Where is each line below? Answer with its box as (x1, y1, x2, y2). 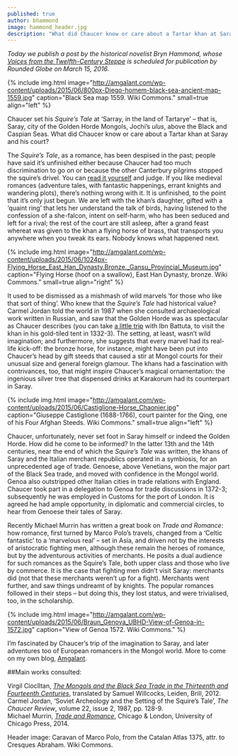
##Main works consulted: (7, 668, 82, 677)
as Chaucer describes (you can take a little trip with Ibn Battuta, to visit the (7, 322, 225, 330)
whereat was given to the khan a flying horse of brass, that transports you (7, 226, 223, 235)
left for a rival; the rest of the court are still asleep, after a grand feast (7, 219, 209, 228)
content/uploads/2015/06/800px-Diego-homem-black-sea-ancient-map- (7, 86, 222, 94)
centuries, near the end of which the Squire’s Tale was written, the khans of (7, 448, 228, 456)
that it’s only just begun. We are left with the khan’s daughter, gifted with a (7, 196, 223, 205)
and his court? (7, 138, 50, 146)
